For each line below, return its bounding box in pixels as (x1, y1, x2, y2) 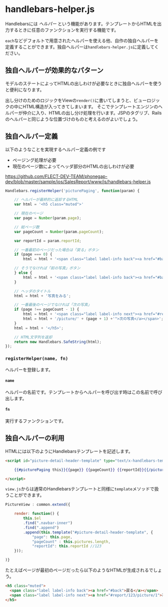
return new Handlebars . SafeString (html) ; (14, 339, 101, 344)
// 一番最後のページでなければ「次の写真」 (14, 302, 91, 307)
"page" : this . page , (31, 534, 72, 539)
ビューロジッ (133, 97, 160, 103)
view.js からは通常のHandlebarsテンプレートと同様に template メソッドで (5, 486, 154, 492)
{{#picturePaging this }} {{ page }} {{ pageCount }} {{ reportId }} (14, 467, 144, 472)
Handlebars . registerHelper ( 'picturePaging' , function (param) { (5, 188, 140, 193)
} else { (14, 270, 32, 276)
